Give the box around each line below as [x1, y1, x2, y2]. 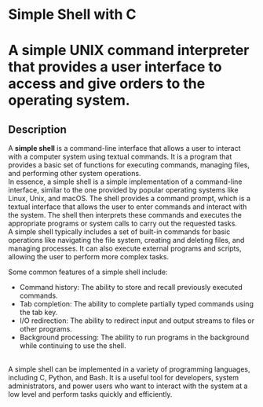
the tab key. [19, 308, 58, 317]
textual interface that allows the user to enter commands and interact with [8, 202, 247, 211]
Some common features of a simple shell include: [8, 267, 168, 277]
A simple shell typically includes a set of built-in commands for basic [8, 227, 231, 236]
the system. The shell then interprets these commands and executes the [8, 211, 242, 220]
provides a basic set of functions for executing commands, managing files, [8, 160, 250, 170]
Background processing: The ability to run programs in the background [19, 332, 250, 343]
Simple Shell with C [8, 5, 137, 24]
